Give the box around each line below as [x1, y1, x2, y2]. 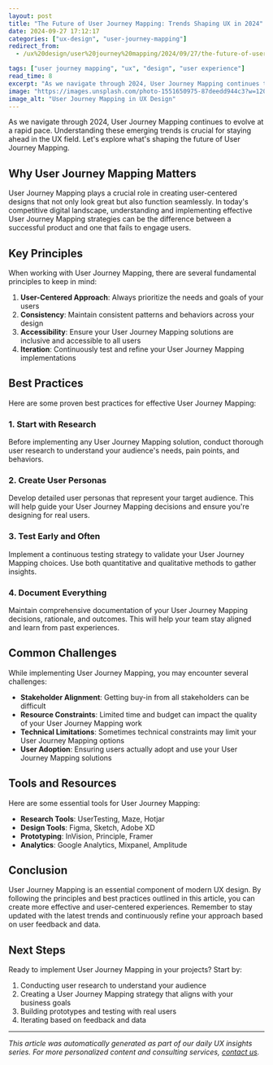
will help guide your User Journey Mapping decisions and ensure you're [8, 502, 249, 511]
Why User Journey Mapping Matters [8, 166, 197, 180]
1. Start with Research [8, 419, 97, 430]
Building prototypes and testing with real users [19, 1006, 177, 1016]
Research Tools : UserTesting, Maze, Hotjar [19, 813, 165, 823]
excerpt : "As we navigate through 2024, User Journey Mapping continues [8, 79, 260, 88]
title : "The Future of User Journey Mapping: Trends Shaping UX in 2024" [8, 20, 264, 28]
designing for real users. [8, 511, 90, 520]
